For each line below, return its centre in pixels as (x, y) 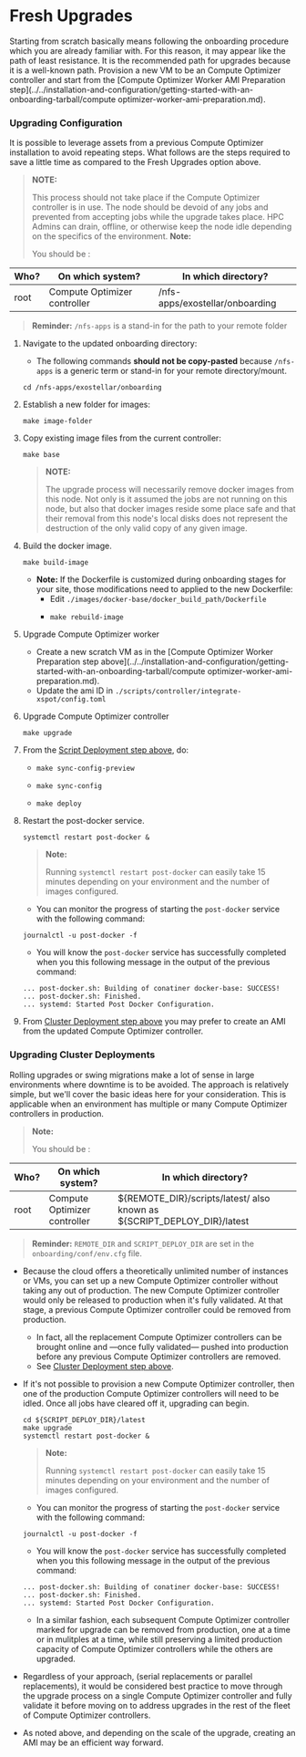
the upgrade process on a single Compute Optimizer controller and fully (158, 1695)
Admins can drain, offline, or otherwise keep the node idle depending (162, 227)
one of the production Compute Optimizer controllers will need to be (151, 1393)
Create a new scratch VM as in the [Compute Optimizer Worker (155, 652)
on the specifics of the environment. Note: (111, 236)
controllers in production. (57, 1113)
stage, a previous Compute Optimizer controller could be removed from (157, 1309)
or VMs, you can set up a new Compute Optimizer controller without (150, 1280)
